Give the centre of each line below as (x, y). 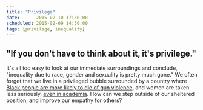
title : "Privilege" (31, 12)
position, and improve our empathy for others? (64, 100)
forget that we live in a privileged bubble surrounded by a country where (97, 81)
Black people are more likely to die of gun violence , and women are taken (98, 88)
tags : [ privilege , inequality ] (46, 29)
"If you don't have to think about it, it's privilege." (101, 53)
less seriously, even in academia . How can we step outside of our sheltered (101, 94)
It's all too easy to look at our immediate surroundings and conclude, (92, 68)
